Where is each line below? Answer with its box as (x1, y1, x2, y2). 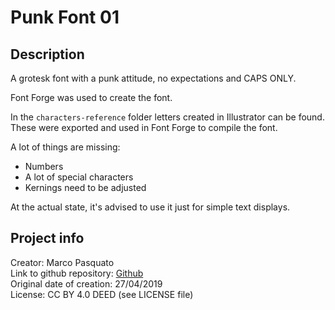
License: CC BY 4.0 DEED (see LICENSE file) (10, 288, 194, 300)
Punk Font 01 (10, 6, 120, 29)
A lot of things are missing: (10, 141, 121, 153)
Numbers (24, 161, 64, 172)
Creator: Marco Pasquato (10, 256, 115, 268)
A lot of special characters (24, 171, 134, 183)
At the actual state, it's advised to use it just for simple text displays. (10, 201, 291, 213)
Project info (10, 230, 85, 247)
